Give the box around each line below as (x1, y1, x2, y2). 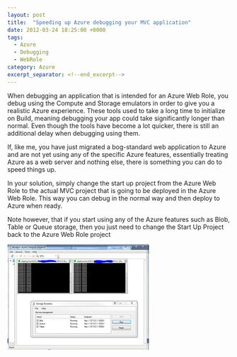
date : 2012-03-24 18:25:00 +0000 (7, 26, 106, 33)
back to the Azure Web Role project (7, 230, 111, 238)
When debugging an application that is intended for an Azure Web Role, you (7, 91, 229, 100)
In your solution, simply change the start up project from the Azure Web (7, 179, 216, 187)
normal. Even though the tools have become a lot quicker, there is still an (7, 121, 219, 130)
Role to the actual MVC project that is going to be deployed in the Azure (7, 186, 216, 194)
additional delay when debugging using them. (7, 129, 141, 137)
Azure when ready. (7, 201, 63, 210)
